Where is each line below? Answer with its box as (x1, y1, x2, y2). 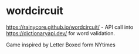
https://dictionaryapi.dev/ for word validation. (6, 29, 116, 36)
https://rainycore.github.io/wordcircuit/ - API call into (6, 23, 134, 31)
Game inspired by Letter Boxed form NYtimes (6, 41, 116, 48)
